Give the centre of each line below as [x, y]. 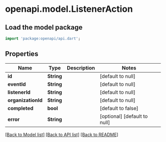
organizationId [25, 100]
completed [21, 108]
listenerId [19, 92]
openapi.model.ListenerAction [69, 9]
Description [81, 68]
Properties [22, 54]
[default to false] [119, 108]
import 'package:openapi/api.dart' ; [43, 38]
